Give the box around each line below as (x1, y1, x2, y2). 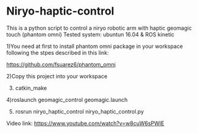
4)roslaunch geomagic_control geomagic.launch (6, 96, 128, 103)
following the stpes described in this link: (6, 49, 109, 56)
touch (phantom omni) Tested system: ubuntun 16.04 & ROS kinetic (6, 30, 175, 38)
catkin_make (15, 84, 48, 92)
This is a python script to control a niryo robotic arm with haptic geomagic (6, 24, 192, 32)
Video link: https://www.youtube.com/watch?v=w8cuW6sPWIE (6, 120, 164, 127)
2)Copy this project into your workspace (6, 72, 108, 80)
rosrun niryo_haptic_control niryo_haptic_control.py (15, 107, 144, 115)
